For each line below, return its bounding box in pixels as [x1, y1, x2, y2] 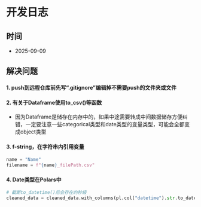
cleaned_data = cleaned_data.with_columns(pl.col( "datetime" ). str [6, 195, 175, 201]
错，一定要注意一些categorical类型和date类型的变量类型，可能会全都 [14, 121, 185, 128]
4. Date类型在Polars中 [6, 176, 62, 183]
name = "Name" [6, 157, 42, 163]
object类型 [20, 128, 47, 135]
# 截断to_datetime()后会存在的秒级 [6, 190, 87, 196]
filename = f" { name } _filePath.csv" [6, 162, 95, 168]
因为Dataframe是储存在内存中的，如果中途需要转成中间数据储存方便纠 [14, 113, 188, 120]
